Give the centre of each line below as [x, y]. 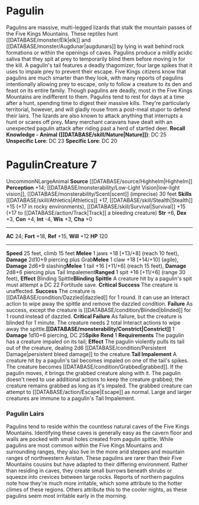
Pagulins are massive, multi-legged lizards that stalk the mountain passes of [99, 27]
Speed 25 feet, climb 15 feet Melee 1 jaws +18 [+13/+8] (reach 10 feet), [93, 253]
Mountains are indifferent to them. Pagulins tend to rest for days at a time [95, 97]
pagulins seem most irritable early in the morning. [67, 496]
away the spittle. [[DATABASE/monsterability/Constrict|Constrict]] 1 [90, 329]
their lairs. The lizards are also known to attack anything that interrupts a [94, 115]
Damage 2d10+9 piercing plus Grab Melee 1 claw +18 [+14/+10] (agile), [92, 259]
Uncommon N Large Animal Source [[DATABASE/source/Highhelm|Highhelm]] [99, 181]
